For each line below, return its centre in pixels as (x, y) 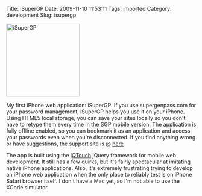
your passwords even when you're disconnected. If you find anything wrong (101, 137)
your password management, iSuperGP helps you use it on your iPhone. (96, 112)
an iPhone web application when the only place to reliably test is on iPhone (99, 175)
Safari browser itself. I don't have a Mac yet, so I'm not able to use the (93, 181)
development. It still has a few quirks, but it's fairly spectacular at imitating (99, 162)
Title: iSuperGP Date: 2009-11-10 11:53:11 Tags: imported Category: (89, 9)
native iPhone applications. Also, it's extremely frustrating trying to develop (99, 168)
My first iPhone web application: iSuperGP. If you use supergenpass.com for (101, 105)
